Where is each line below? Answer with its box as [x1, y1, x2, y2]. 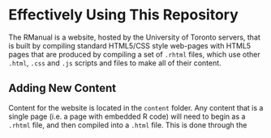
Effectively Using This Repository [8, 6, 239, 24]
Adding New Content [8, 82, 116, 95]
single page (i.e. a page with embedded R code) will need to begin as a [8, 111, 246, 121]
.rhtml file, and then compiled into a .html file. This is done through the [8, 119, 247, 130]
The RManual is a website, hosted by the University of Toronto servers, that [8, 32, 261, 42]
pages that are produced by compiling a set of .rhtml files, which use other [8, 49, 261, 59]
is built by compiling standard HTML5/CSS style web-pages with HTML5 [8, 40, 252, 50]
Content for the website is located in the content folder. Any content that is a [8, 102, 264, 112]
